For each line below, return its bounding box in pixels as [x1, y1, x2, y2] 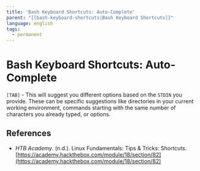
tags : [6, 26, 20, 32]
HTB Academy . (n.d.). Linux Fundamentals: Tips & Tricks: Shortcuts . [15, 144, 187, 151]
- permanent [12, 32, 43, 38]
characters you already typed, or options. [6, 111, 111, 118]
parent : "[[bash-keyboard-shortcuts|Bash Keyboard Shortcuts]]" [6, 15, 174, 21]
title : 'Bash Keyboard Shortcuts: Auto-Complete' [6, 9, 136, 15]
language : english [6, 20, 53, 26]
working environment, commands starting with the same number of [6, 104, 176, 112]
